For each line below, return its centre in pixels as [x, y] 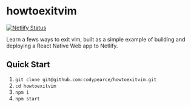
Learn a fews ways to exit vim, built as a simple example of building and [96, 39]
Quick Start [28, 65]
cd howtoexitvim [35, 86]
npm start [28, 99]
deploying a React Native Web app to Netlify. [62, 46]
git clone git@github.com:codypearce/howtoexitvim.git [86, 79]
